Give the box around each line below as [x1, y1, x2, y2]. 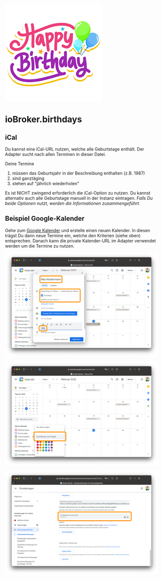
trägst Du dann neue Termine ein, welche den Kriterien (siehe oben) [5, 232, 141, 238]
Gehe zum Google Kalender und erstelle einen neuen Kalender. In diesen [5, 227, 150, 233]
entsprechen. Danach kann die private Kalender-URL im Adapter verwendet [5, 238, 156, 244]
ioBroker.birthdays [5, 114, 82, 125]
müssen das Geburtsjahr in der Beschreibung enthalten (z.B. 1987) [12, 170, 146, 176]
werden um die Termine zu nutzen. [5, 243, 75, 249]
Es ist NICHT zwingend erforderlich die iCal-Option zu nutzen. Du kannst [5, 190, 151, 196]
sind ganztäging [12, 175, 45, 181]
